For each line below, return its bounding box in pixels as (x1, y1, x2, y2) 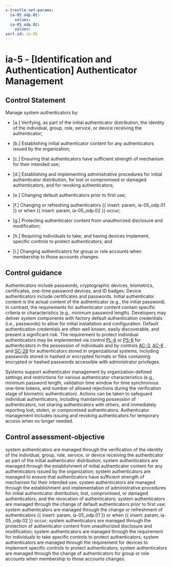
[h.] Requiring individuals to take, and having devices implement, (12, 233, 150, 239)
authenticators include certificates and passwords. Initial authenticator (5, 293, 155, 299)
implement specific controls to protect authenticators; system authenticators (5, 544, 167, 551)
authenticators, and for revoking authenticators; (12, 182, 114, 188)
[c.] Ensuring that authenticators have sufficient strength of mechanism (12, 156, 164, 162)
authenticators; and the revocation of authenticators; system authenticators (5, 496, 165, 502)
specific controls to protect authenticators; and (12, 239, 112, 244)
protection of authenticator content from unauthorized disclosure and (5, 523, 152, 529)
